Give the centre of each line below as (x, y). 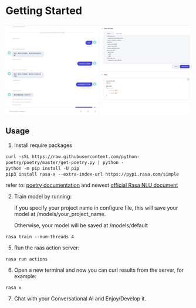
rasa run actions (27, 259)
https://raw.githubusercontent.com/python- (86, 156)
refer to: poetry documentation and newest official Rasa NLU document (92, 185)
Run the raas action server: (47, 248)
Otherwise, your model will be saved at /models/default (81, 225)
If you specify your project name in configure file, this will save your (96, 208)
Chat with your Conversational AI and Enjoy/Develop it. (80, 298)
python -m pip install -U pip (43, 168)
